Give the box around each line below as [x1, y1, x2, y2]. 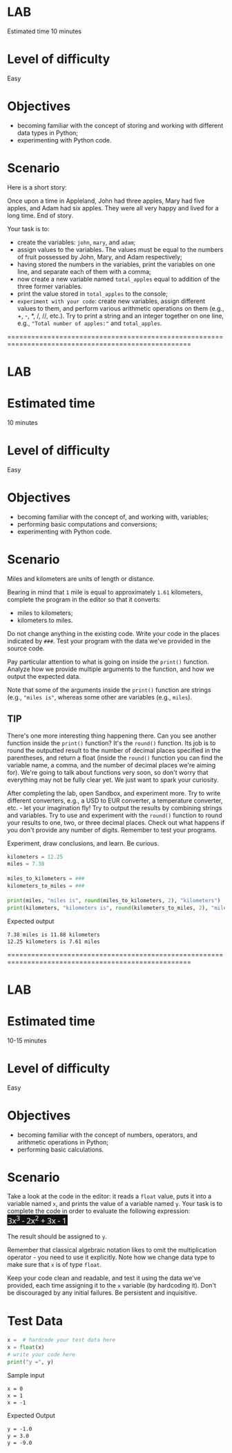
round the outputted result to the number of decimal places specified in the [7, 746, 221, 754]
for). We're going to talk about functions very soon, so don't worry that [7, 768, 209, 776]
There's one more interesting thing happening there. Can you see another [7, 731, 217, 740]
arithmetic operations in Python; [17, 1137, 109, 1146]
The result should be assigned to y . [7, 1232, 107, 1241]
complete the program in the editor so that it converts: [7, 595, 161, 603]
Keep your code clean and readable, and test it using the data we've [7, 1274, 202, 1282]
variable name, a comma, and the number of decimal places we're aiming [7, 760, 216, 769]
